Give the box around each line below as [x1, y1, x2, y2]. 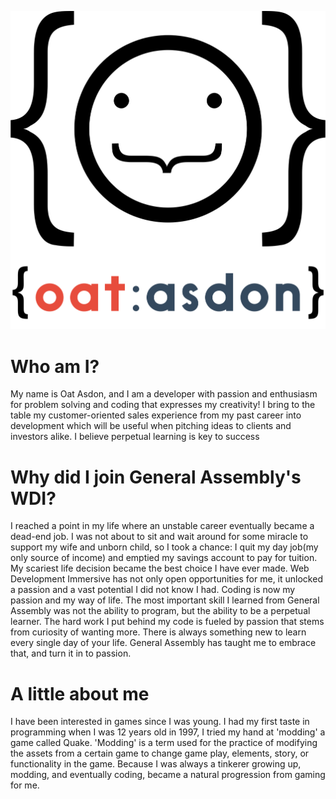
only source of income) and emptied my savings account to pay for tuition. [10, 552, 318, 564]
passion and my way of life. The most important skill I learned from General [10, 594, 320, 606]
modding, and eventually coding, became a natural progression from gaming [10, 769, 326, 781]
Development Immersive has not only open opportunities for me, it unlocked [10, 573, 323, 585]
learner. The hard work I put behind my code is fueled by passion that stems [10, 616, 325, 628]
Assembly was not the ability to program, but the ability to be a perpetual [10, 605, 311, 617]
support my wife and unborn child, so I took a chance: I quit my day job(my [10, 541, 319, 553]
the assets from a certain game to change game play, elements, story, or [10, 747, 310, 760]
